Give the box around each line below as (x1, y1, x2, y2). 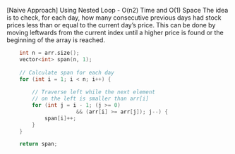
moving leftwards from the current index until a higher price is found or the (6, 28, 224, 37)
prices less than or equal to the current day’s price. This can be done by (6, 21, 216, 29)
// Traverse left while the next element (32, 89, 156, 96)
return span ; (19, 141, 58, 148)
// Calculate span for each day (19, 69, 114, 76)
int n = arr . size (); (19, 49, 80, 56)
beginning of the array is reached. (6, 36, 105, 44)
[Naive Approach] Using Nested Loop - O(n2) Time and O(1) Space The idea (6, 6, 229, 14)
